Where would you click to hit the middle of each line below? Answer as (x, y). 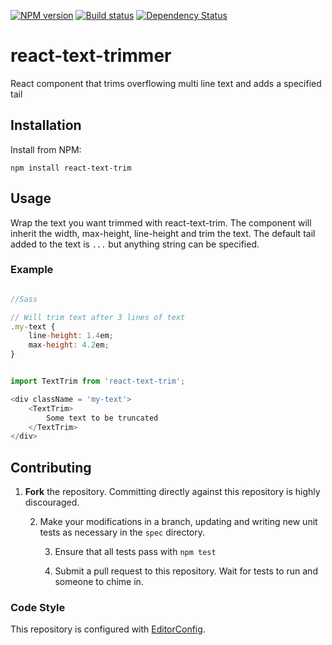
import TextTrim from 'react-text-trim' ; (98, 381)
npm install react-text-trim (71, 168)
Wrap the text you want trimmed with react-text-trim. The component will (161, 222)
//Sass (24, 299)
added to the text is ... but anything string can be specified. (135, 244)
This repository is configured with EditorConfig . (108, 629)
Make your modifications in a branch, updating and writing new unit (178, 522)
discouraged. (52, 502)
